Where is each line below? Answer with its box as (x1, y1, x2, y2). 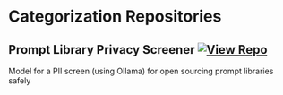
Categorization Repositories (8, 6, 222, 27)
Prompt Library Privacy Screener (8, 42, 195, 57)
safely (8, 75, 31, 86)
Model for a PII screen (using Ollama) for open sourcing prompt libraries (8, 65, 274, 76)
